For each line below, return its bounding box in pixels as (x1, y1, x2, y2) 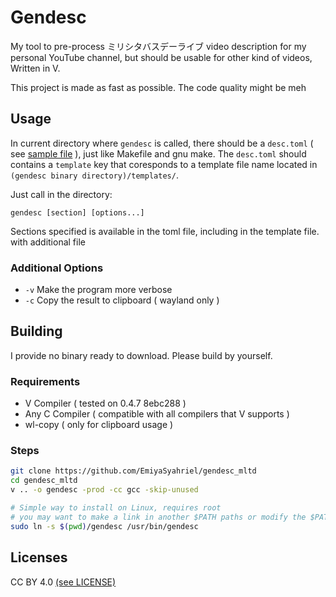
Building (10, 323, 63, 340)
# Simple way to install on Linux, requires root (10, 503, 222, 513)
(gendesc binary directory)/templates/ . (10, 169, 179, 181)
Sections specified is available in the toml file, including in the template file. (10, 225, 320, 237)
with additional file (10, 236, 86, 248)
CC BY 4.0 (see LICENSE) (10, 576, 117, 588)
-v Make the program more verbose (24, 284, 173, 296)
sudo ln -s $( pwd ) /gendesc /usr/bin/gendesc (10, 521, 199, 531)
